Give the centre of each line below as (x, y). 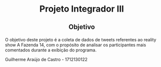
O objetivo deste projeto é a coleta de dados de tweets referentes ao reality (81, 39)
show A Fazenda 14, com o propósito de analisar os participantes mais (76, 45)
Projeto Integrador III (82, 9)
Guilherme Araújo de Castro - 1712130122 (46, 59)
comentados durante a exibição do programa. (51, 50)
